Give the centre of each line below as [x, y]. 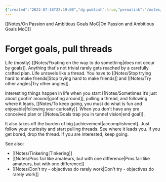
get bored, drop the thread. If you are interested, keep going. [67, 134]
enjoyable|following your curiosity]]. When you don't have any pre [72, 109]
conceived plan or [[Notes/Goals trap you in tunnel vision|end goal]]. [75, 114]
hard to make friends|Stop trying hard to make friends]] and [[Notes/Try [78, 78]
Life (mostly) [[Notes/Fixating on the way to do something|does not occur [80, 63]
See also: [15, 144]
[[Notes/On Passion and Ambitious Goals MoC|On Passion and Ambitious [80, 24]
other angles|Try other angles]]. [38, 83]
